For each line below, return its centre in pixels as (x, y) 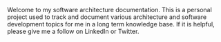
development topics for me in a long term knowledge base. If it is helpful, (111, 24)
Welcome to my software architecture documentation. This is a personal (109, 10)
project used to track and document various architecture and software (107, 17)
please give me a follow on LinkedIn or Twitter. (73, 31)
